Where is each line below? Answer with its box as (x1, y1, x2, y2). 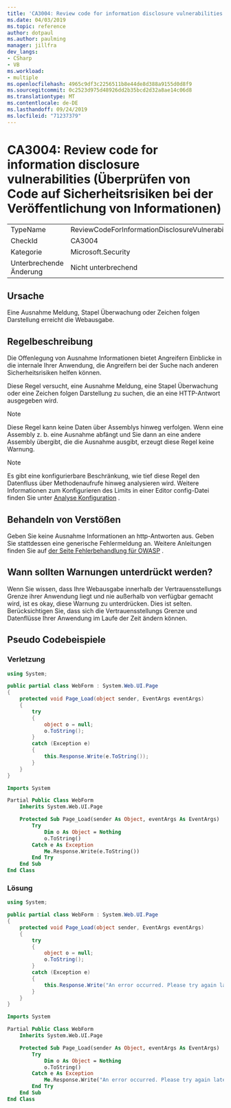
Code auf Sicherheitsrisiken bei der (7, 186, 214, 202)
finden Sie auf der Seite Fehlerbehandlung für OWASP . (7, 546, 164, 555)
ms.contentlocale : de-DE (7, 100, 78, 107)
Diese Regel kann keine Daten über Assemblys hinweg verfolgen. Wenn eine (7, 423, 223, 432)
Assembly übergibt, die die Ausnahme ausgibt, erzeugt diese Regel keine (7, 438, 214, 446)
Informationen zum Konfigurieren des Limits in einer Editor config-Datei (7, 487, 210, 495)
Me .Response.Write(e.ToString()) (43, 848, 140, 855)
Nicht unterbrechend (70, 262, 138, 272)
